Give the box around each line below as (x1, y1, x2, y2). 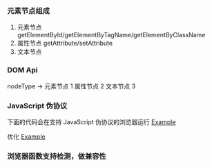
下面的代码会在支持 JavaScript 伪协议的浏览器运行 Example (7, 117, 176, 126)
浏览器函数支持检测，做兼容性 (7, 151, 107, 161)
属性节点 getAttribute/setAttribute (17, 39, 113, 48)
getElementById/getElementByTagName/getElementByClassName (17, 31, 206, 39)
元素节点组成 (7, 6, 50, 15)
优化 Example (7, 132, 46, 141)
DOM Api (7, 66, 38, 75)
